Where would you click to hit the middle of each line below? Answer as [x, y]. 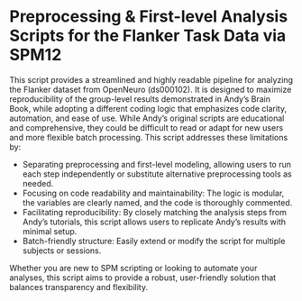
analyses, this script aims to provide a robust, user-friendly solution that [143, 278]
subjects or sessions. [62, 251]
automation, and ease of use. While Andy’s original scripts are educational [147, 118]
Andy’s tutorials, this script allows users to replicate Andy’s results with [154, 222]
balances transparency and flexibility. [79, 287]
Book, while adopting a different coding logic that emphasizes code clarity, [148, 108]
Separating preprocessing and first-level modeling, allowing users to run [156, 164]
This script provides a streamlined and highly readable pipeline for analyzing [151, 79]
